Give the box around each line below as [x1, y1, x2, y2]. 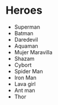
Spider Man [14, 67, 43, 75]
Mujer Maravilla [14, 48, 53, 55]
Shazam [14, 55, 35, 62]
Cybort [14, 61, 32, 69]
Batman [14, 29, 33, 36]
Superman [14, 23, 40, 30]
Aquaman [14, 42, 38, 50]
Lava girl [14, 80, 36, 87]
